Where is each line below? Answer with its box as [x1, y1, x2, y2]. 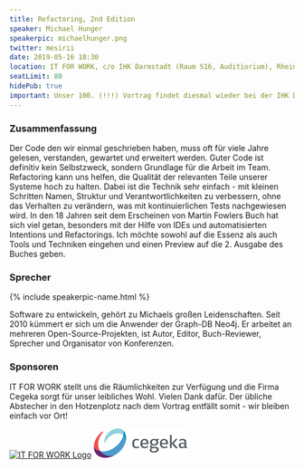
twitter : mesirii [9, 43, 75, 53]
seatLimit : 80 [9, 72, 63, 81]
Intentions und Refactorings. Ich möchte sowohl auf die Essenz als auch [9, 229, 278, 240]
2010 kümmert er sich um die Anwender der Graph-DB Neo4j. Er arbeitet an [9, 319, 292, 330]
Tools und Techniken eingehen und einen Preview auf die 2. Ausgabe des [9, 238, 283, 249]
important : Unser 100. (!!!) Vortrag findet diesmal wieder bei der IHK [9, 91, 290, 100]
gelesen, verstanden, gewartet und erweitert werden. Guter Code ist [9, 152, 264, 163]
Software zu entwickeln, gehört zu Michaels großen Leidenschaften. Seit [9, 309, 280, 321]
